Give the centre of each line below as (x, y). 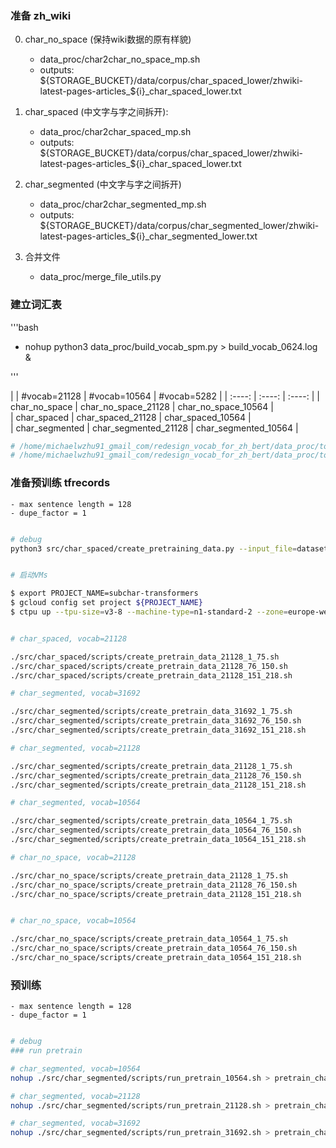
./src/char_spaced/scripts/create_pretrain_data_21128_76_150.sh (149, 666)
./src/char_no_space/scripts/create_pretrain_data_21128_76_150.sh (154, 885)
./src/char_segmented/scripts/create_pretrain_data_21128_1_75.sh (151, 766)
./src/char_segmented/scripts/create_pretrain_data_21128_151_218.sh (158, 785)
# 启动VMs (29, 575)
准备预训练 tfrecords (60, 483)
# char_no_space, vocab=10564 (73, 921)
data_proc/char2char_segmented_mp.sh (123, 204)
